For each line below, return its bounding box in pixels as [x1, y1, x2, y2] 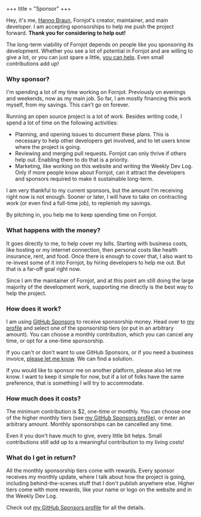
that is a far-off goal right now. [6, 265, 81, 272]
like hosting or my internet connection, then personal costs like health [6, 246, 178, 253]
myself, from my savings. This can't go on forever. [6, 101, 130, 108]
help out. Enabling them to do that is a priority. [14, 156, 129, 163]
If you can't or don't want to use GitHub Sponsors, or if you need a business [6, 348, 194, 355]
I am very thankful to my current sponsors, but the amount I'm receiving [6, 187, 184, 194]
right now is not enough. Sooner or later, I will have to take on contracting [6, 193, 187, 200]
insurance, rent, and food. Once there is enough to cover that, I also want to [6, 253, 193, 260]
